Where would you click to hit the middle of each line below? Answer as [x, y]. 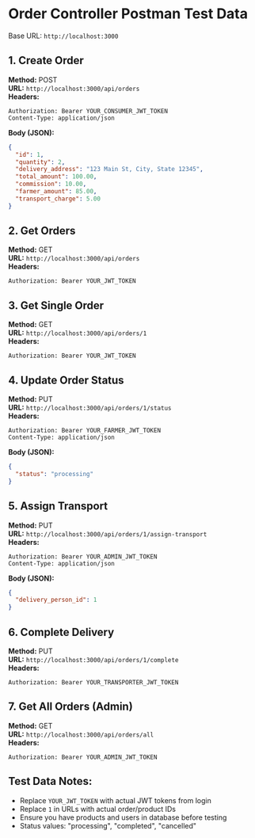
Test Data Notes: [50, 781]
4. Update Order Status [66, 380]
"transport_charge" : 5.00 [58, 199]
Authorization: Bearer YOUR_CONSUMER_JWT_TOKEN [88, 111]
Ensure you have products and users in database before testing [123, 817]
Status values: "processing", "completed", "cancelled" [108, 825]
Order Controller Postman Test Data [128, 14]
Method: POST [33, 79]
